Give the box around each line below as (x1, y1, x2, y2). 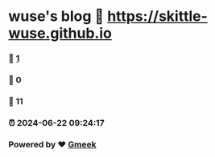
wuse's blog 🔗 (8, 7, 105, 26)
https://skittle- (107, 7, 208, 26)
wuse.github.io (8, 24, 113, 42)
